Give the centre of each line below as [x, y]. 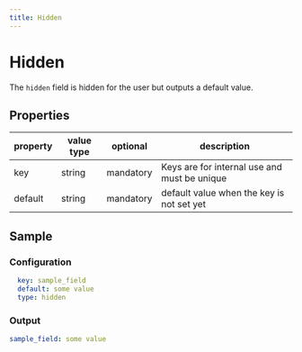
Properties [40, 115]
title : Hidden [36, 18]
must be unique [194, 178]
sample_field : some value [58, 338]
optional [129, 147]
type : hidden [42, 297]
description [224, 147]
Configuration [40, 262]
